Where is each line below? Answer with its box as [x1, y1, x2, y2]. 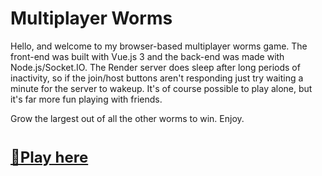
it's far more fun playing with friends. [10, 93, 163, 105]
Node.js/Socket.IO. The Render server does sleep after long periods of [10, 61, 301, 73]
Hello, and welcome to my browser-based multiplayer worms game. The [10, 40, 308, 52]
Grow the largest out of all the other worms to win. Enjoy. [10, 112, 245, 124]
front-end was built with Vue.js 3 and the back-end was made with [10, 50, 285, 62]
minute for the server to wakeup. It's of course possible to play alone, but [10, 82, 313, 94]
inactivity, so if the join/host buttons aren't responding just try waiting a [10, 72, 304, 84]
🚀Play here [10, 148, 89, 167]
